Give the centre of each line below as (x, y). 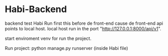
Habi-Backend (36, 9)
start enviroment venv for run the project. (48, 38)
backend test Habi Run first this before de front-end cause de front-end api (84, 23)
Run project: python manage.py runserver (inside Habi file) (66, 48)
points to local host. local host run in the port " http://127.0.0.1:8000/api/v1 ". (83, 28)
